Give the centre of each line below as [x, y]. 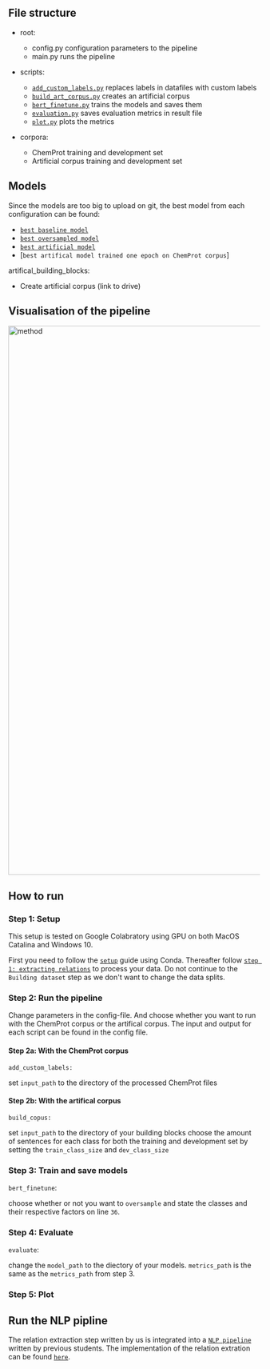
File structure [42, 13]
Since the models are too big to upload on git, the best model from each [127, 205]
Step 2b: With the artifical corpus [65, 1101]
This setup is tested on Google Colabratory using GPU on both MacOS [124, 936]
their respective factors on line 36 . [64, 1212]
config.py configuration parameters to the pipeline [115, 48]
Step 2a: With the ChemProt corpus [69, 1051]
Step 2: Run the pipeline [56, 998]
